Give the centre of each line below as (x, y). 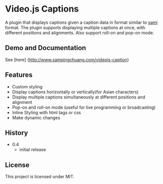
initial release (33, 150)
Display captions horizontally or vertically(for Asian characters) (75, 92)
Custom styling (27, 86)
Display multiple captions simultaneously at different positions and (79, 97)
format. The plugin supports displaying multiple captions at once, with (75, 27)
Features (19, 75)
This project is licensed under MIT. (40, 177)
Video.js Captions (42, 9)
